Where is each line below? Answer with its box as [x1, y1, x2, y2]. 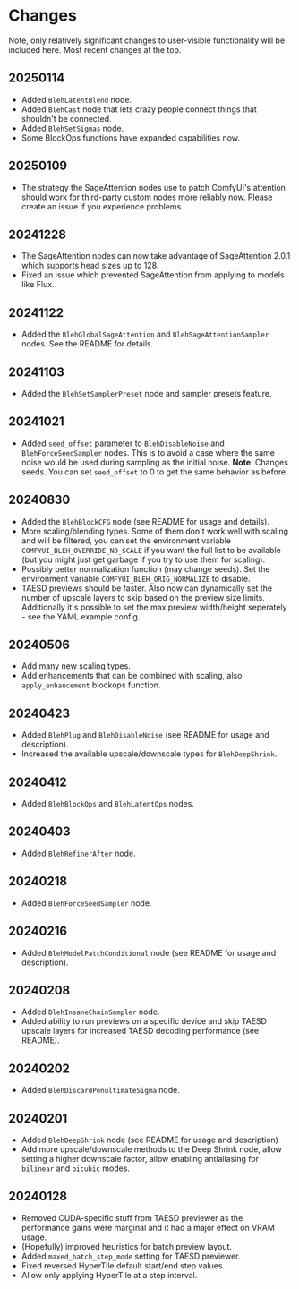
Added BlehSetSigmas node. [21, 123, 124, 133]
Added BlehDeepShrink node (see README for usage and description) [21, 1134, 279, 1145]
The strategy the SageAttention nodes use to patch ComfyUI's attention [21, 182, 286, 192]
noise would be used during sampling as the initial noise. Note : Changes [21, 457, 288, 467]
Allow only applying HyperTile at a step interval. [21, 1269, 198, 1280]
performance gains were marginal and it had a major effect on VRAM [21, 1222, 275, 1233]
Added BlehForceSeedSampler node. [21, 897, 152, 909]
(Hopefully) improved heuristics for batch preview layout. [21, 1241, 233, 1251]
